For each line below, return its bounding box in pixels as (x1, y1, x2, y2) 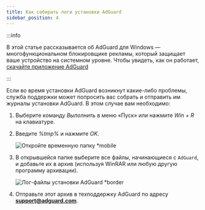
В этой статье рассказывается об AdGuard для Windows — (6, 43, 161, 51)
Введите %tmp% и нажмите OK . (15, 130, 100, 137)
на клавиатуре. (15, 118, 55, 126)
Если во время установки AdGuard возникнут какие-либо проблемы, (6, 86, 188, 94)
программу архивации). (15, 167, 78, 174)
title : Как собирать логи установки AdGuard (6, 9, 122, 15)
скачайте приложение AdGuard (6, 62, 89, 70)
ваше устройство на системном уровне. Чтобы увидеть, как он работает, (6, 56, 199, 64)
